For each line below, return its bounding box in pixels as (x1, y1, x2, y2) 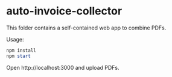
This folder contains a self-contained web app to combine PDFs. (6, 24, 167, 31)
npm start (6, 53, 31, 59)
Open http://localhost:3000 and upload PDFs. (6, 64, 119, 71)
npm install (6, 47, 36, 54)
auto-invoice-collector (6, 4, 123, 18)
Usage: (6, 35, 24, 43)
